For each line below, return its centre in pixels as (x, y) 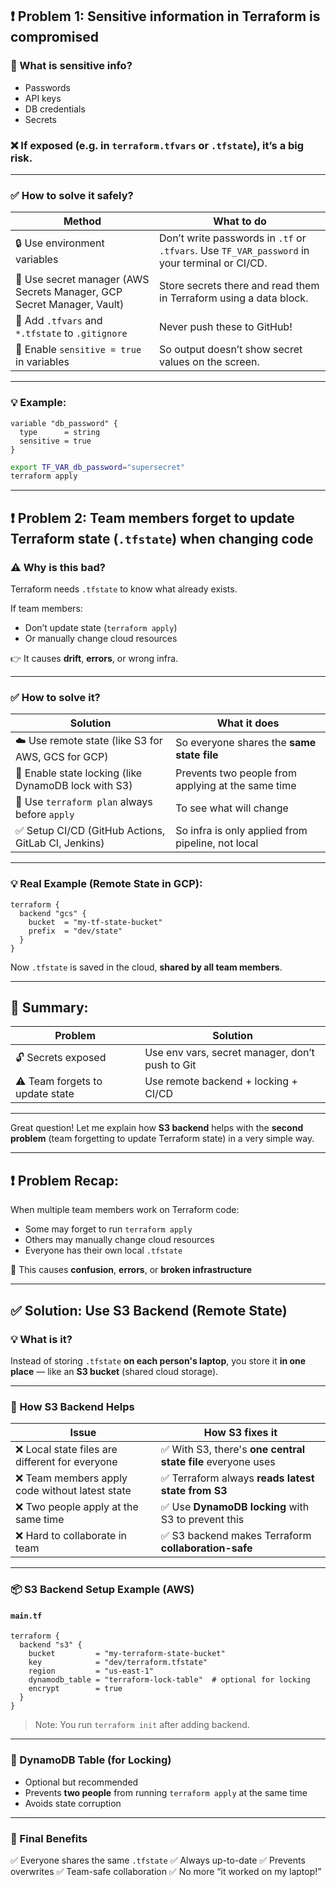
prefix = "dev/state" (75, 931)
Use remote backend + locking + (221, 1081)
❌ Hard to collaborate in (71, 1536)
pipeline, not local (217, 843)
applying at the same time (236, 786)
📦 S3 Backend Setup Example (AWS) (102, 1590)
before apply (45, 815)
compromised (54, 37)
